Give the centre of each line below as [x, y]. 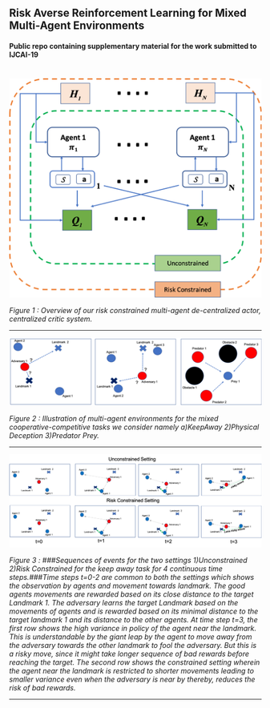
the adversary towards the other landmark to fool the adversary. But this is [133, 646]
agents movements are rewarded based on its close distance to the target [131, 594]
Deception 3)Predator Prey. [54, 436]
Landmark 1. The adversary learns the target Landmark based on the [124, 603]
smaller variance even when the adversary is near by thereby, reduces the [132, 679]
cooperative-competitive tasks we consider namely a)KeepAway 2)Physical [134, 427]
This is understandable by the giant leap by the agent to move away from [131, 637]
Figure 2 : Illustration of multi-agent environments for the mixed [114, 419]
